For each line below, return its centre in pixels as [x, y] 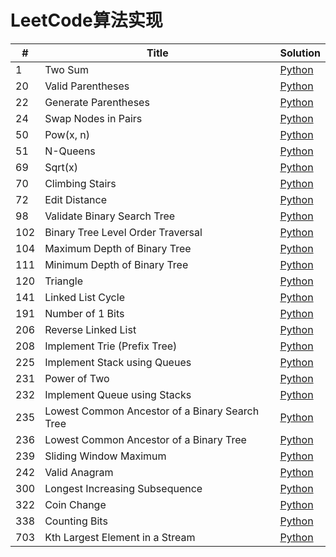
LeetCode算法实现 [86, 20]
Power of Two [77, 378]
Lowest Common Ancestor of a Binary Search [152, 411]
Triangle [64, 281]
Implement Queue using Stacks [118, 394]
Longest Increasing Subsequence [123, 488]
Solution [300, 53]
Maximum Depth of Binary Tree [118, 248]
